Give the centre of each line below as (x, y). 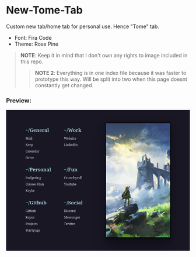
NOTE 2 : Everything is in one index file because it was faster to (111, 73)
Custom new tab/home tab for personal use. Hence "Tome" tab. (83, 26)
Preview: (19, 100)
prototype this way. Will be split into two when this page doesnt (111, 79)
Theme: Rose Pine (36, 44)
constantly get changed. (64, 85)
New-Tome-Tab (44, 10)
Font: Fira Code (33, 37)
